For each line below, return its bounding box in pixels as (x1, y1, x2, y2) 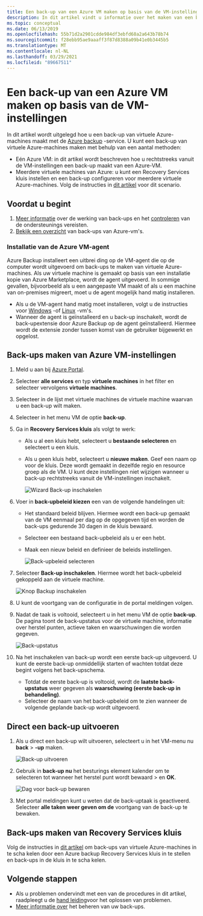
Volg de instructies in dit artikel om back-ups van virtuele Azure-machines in (7, 843, 197, 851)
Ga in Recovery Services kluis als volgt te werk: (15, 425, 136, 433)
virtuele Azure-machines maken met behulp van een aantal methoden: (7, 144, 182, 151)
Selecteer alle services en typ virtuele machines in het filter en (15, 378, 174, 385)
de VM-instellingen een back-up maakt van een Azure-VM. (15, 162, 162, 169)
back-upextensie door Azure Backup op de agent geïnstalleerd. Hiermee (15, 320, 196, 327)
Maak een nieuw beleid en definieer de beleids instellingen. (24, 546, 172, 553)
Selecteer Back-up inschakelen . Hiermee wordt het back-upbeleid (15, 569, 182, 577)
